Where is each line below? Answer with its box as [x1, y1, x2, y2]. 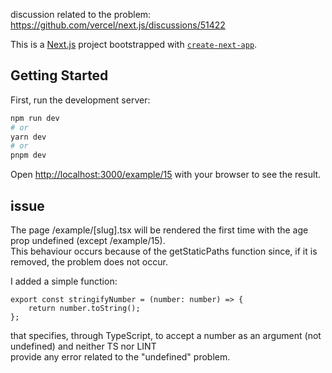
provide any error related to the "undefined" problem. [10, 351, 231, 363]
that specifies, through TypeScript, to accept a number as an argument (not [10, 330, 322, 341]
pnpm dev [10, 150, 47, 161]
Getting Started [10, 67, 109, 84]
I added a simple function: [10, 275, 118, 287]
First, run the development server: [10, 94, 151, 106]
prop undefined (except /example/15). [10, 235, 166, 246]
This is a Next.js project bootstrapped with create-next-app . [10, 39, 258, 50]
